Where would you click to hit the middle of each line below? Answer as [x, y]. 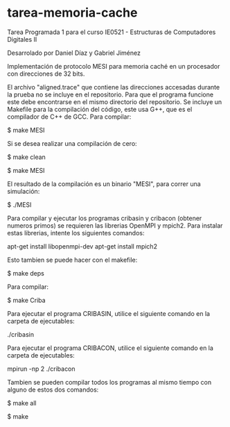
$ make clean [27, 157]
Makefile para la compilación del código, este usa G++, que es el [100, 109]
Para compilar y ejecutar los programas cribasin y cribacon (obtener [105, 218]
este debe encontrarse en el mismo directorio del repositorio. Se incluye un [115, 101]
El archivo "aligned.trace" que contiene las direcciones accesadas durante [114, 87]
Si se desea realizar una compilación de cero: [72, 143]
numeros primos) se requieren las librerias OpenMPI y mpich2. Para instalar [115, 225]
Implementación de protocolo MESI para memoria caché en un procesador [114, 66]
